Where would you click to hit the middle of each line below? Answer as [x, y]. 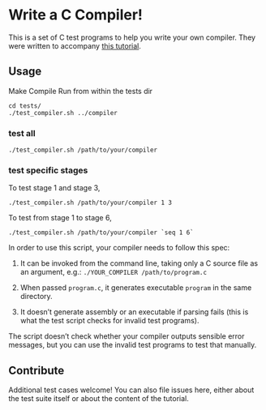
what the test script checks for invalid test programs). [109, 321]
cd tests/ [25, 106]
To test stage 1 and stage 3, [54, 188]
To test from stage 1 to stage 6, [60, 218]
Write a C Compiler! [76, 15]
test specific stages [48, 170]
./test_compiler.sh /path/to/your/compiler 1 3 [90, 203]
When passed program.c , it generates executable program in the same [136, 288]
